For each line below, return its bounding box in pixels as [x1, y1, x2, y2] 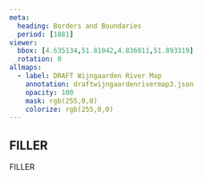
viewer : [9, 38, 38, 47]
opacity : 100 [25, 88, 74, 97]
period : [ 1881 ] [17, 30, 74, 38]
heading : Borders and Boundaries [17, 21, 142, 30]
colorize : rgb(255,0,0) [25, 105, 114, 114]
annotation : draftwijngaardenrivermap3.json [25, 80, 194, 89]
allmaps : [9, 64, 42, 72]
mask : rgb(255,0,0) [25, 96, 98, 106]
